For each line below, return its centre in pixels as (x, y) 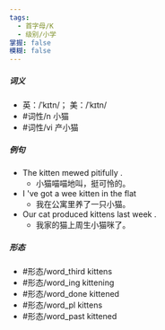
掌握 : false (30, 43)
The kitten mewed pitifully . (72, 173)
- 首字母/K (35, 26)
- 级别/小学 (37, 34)
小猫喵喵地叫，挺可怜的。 (83, 184)
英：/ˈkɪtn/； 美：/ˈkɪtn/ (65, 105)
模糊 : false (30, 51)
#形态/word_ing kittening (68, 282)
